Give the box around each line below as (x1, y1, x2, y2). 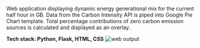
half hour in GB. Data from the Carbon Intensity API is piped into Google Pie (6, 11, 193, 18)
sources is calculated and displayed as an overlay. (6, 24, 131, 31)
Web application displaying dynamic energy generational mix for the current (6, 5, 194, 12)
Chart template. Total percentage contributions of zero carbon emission (6, 18, 184, 24)
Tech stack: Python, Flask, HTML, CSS (6, 36, 104, 42)
